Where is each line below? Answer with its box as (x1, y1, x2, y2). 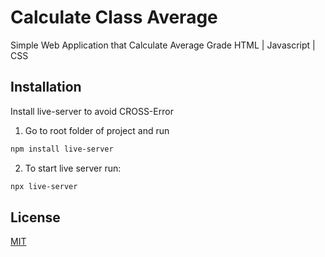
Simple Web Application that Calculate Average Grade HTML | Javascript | (10, 39, 316, 51)
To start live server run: (24, 162, 122, 174)
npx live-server (10, 181, 78, 191)
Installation (10, 79, 82, 96)
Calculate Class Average (10, 6, 218, 29)
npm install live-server (10, 144, 114, 154)
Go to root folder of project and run (24, 124, 170, 136)
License (10, 209, 61, 226)
